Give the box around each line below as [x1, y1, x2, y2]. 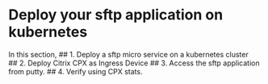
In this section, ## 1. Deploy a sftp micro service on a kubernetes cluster [8, 49, 249, 59]
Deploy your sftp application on [8, 6, 224, 24]
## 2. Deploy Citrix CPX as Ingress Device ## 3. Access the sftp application [8, 58, 260, 68]
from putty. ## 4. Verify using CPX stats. [8, 66, 143, 76]
